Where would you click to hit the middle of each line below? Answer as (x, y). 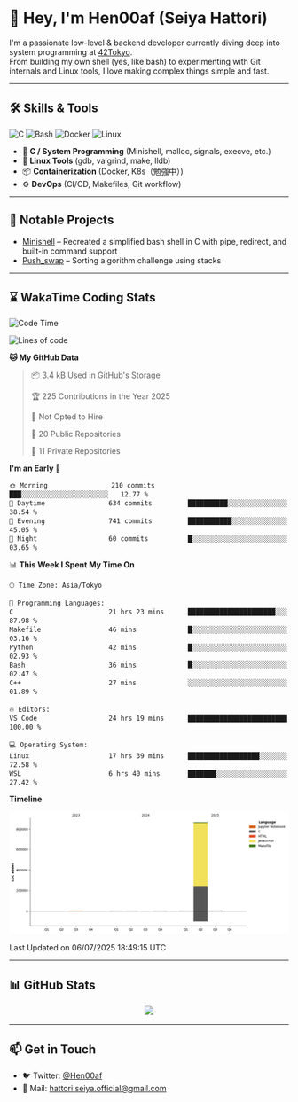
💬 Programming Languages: (57, 603)
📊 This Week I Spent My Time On (72, 565)
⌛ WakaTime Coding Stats (82, 297)
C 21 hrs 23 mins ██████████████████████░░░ (149, 612)
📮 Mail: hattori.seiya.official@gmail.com (94, 1088)
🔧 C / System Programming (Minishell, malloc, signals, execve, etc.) (147, 151)
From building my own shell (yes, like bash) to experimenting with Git (135, 61)
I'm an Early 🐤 (35, 468)
